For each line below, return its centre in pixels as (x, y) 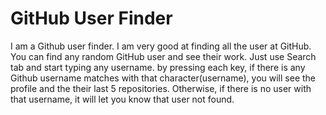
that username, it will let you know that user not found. (122, 99)
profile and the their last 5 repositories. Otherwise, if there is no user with (161, 88)
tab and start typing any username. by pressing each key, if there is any (158, 67)
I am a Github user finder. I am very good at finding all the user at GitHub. (161, 46)
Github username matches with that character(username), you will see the (163, 78)
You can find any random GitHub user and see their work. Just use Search (163, 56)
